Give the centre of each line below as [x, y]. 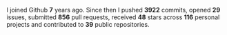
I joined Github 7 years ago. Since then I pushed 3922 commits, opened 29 [113, 10]
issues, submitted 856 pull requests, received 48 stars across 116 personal [113, 17]
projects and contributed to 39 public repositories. [78, 24]
